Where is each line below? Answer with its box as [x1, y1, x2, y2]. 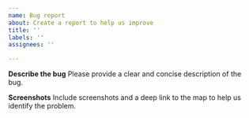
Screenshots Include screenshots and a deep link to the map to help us [8, 93, 242, 102]
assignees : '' [8, 41, 55, 49]
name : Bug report [8, 11, 66, 20]
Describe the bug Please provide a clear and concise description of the [8, 69, 242, 79]
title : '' [8, 26, 41, 34]
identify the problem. [8, 101, 77, 111]
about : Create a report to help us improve [8, 19, 154, 27]
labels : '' [8, 33, 44, 42]
